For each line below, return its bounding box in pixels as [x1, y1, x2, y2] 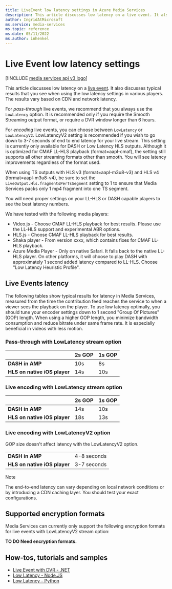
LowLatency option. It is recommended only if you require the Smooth [5, 111, 150, 117]
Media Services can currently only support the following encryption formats [5, 523, 165, 529]
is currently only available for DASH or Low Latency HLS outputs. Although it [5, 143, 166, 149]
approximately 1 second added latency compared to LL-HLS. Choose [12, 259, 158, 265]
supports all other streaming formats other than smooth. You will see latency [5, 154, 166, 160]
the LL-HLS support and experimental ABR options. [12, 226, 121, 232]
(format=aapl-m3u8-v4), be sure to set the [5, 175, 96, 181]
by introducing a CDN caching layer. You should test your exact [5, 489, 139, 495]
